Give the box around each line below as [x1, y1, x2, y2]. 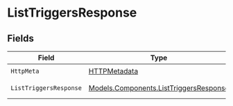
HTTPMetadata [88, 66, 139, 76]
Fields [7, 33, 35, 44]
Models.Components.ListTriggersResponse [88, 83, 230, 93]
